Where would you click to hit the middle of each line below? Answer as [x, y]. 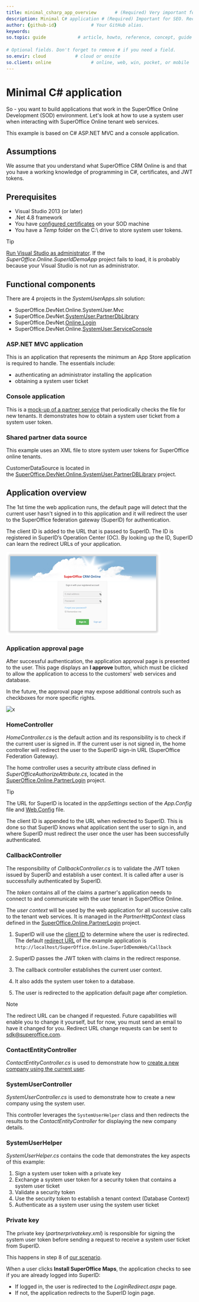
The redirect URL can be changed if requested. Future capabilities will [91, 1015]
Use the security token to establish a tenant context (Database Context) [102, 1198]
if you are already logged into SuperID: [53, 1275]
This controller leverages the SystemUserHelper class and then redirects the [98, 1115]
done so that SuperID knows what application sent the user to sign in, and [96, 827]
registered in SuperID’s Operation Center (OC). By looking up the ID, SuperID [99, 537]
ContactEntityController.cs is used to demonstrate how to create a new [93, 1062]
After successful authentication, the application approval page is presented [98, 661]
